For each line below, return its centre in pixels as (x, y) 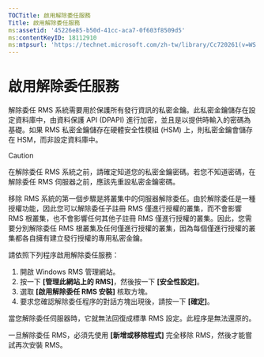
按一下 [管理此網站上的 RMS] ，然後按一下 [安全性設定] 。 (111, 282)
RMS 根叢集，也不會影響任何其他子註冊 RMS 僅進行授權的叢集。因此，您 (127, 218)
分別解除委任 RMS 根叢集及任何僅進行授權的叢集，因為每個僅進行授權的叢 (135, 228)
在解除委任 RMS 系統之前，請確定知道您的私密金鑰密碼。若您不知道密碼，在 (132, 172)
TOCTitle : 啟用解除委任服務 (49, 15)
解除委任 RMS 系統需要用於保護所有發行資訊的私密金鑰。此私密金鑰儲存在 (128, 110)
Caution (21, 156)
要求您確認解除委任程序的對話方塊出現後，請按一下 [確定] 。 (117, 302)
